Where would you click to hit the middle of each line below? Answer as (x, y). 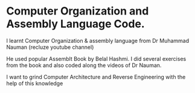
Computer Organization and (78, 11)
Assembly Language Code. (75, 24)
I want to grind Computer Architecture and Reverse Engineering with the (96, 77)
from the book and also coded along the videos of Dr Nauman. (84, 65)
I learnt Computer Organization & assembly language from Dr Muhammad (98, 40)
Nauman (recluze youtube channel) (50, 47)
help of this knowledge (35, 83)
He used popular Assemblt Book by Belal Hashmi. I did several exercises (96, 59)
